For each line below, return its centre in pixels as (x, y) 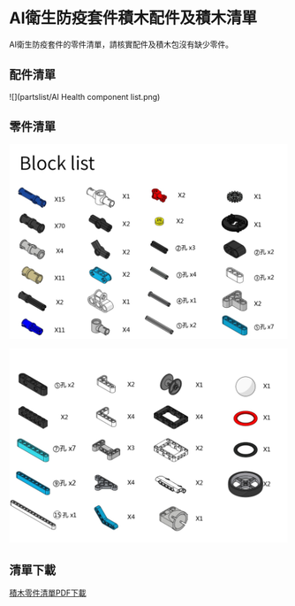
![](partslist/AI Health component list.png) (85, 96)
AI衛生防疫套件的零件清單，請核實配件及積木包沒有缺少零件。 (121, 44)
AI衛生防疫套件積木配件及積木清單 (133, 18)
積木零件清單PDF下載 (48, 593)
